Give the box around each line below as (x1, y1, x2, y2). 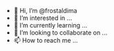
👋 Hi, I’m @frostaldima (13, 7, 77, 14)
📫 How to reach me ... (13, 37, 78, 44)
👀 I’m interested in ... (13, 14, 73, 22)
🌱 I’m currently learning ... (13, 21, 88, 29)
